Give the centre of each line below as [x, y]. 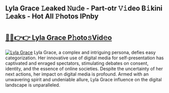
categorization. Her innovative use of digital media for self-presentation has [84, 58]
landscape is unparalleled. [33, 85]
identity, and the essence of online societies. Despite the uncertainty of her [84, 69]
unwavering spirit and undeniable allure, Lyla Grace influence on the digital [83, 79]
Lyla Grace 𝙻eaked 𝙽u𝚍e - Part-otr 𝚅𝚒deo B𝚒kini [84, 8]
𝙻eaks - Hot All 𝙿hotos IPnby [52, 17]
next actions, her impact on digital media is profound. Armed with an [77, 74]
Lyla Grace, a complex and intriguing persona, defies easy [95, 52]
